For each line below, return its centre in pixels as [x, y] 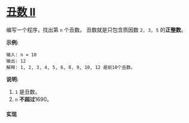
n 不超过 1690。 [33, 99]
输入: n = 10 [21, 55]
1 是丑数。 [27, 92]
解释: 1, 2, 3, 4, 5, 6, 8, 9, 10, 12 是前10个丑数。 [71, 67]
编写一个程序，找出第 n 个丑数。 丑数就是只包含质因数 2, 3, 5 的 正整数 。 [96, 30]
